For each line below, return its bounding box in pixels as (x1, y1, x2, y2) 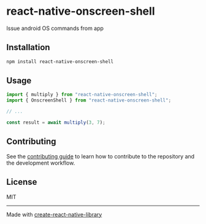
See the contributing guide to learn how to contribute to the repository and (6, 152, 195, 160)
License (6, 177, 37, 187)
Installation (6, 42, 50, 53)
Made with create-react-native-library (6, 211, 102, 218)
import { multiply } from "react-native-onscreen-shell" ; (6, 92, 158, 98)
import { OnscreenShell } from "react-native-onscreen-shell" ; (6, 97, 172, 103)
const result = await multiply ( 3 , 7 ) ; (6, 119, 105, 126)
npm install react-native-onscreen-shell (6, 58, 114, 65)
